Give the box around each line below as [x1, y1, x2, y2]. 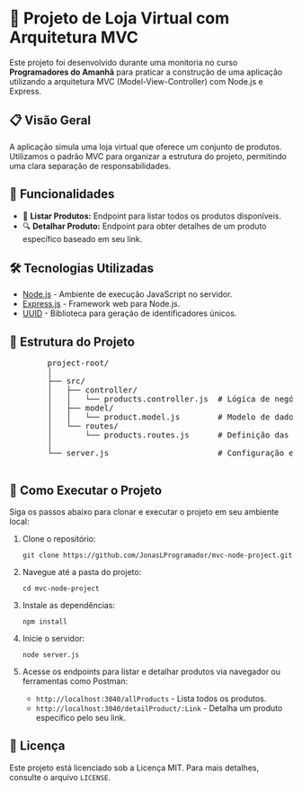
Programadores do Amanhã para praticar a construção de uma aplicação [9, 67, 283, 77]
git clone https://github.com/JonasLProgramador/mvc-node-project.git [22, 551, 293, 560]
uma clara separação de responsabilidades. [9, 160, 172, 171]
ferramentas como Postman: [22, 676, 129, 687]
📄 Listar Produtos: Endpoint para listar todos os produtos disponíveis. [22, 211, 281, 221]
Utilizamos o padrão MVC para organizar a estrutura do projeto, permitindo [9, 150, 288, 161]
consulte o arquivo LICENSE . [9, 771, 111, 782]
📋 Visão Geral [9, 112, 92, 129]
